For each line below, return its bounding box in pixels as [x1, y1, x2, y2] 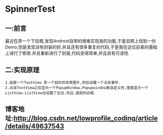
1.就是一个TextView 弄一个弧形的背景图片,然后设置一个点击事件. [5, 80, 121, 85]
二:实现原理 [5, 66, 40, 74]
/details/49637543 [5, 122, 64, 131]
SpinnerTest [5, 3, 56, 15]
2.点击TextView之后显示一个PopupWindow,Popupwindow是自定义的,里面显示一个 [5, 85, 149, 90]
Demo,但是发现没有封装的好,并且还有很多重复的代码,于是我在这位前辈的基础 [5, 44, 158, 50]
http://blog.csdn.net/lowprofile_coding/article [14, 114, 158, 123]
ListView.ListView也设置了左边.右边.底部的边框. [5, 90, 96, 95]
